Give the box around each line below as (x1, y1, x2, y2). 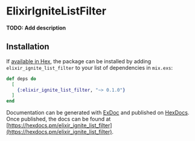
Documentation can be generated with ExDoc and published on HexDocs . (6, 109, 190, 116)
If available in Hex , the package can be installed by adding (6, 57, 152, 64)
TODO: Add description (6, 24, 66, 31)
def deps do (6, 75, 36, 82)
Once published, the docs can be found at (6, 116, 111, 123)
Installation (6, 42, 50, 52)
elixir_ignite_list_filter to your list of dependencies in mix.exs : (6, 64, 173, 71)
